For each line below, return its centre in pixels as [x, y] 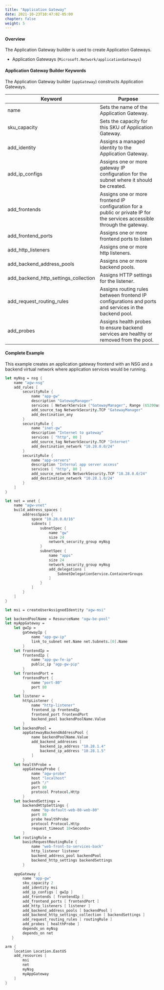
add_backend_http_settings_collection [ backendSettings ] [84, 915]
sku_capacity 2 [38, 883]
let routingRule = [32, 838]
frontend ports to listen [126, 239]
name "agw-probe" [49, 774]
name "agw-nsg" [29, 383]
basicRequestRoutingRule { [50, 842]
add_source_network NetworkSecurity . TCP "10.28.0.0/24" [89, 474]
